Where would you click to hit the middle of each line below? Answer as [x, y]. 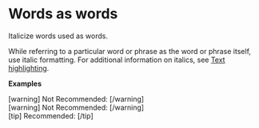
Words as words [63, 14]
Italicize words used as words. [58, 36]
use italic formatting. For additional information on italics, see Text [117, 60]
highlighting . [29, 68]
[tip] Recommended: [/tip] [51, 115]
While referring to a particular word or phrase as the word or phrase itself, [130, 51]
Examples [25, 83]
